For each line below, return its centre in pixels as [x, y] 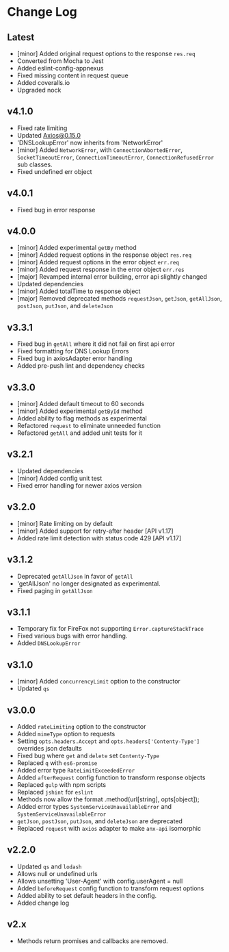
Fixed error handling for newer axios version [79, 485]
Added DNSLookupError [49, 643]
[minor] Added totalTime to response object [79, 291]
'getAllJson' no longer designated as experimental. [89, 584]
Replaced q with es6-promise [57, 763]
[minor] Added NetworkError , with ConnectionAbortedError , [100, 150]
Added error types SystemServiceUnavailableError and [94, 806]
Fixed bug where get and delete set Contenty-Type [88, 755]
